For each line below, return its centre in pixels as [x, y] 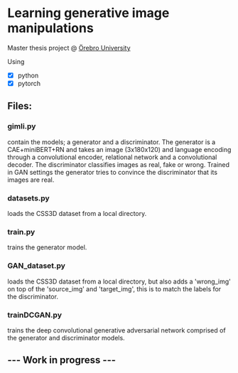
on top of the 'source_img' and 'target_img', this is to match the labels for [114, 288]
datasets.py [28, 198]
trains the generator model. [47, 247]
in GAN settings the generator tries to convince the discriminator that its [113, 172]
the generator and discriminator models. [66, 337]
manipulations [50, 28]
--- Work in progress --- [61, 360]
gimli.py [22, 126]
